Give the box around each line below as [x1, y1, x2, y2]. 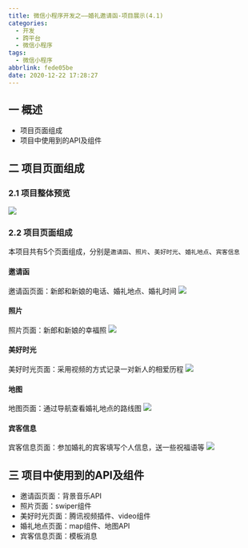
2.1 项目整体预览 [8, 187, 70, 199]
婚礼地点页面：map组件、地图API [19, 522, 130, 531]
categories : [8, 19, 48, 27]
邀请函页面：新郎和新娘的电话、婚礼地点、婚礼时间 [8, 286, 177, 296]
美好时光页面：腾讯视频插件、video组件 [19, 511, 151, 521]
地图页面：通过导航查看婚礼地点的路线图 [8, 404, 142, 413]
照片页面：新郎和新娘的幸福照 [8, 325, 106, 335]
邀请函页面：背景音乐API [19, 491, 102, 501]
